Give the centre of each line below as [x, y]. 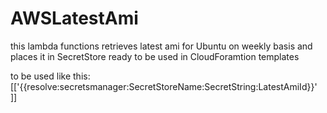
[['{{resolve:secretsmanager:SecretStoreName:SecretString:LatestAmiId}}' [164, 86]
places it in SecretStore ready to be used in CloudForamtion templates [155, 56]
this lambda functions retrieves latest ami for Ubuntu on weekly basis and [161, 46]
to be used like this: [50, 76]
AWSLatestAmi [74, 18]
